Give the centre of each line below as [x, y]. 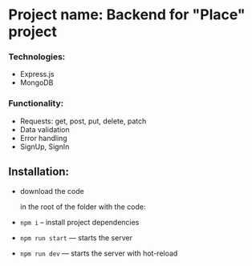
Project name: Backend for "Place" [127, 15]
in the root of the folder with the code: [83, 207]
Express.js [37, 75]
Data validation [45, 129]
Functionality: [36, 103]
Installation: [39, 172]
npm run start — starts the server [76, 237]
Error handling [43, 138]
